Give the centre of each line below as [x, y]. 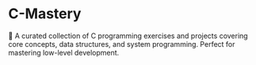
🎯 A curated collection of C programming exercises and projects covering [128, 36]
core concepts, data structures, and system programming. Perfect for [122, 44]
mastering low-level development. [64, 52]
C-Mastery [45, 14]
